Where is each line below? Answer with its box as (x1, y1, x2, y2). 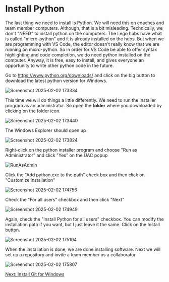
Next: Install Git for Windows (5, 271, 65, 277)
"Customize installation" (5, 177, 55, 183)
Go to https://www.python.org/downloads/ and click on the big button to (5, 72, 155, 78)
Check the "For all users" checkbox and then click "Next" (5, 196, 125, 202)
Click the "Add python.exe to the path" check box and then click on (5, 172, 145, 178)
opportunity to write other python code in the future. (5, 62, 114, 68)
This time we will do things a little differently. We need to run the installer (5, 97, 156, 103)
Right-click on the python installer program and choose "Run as (5, 147, 137, 153)
